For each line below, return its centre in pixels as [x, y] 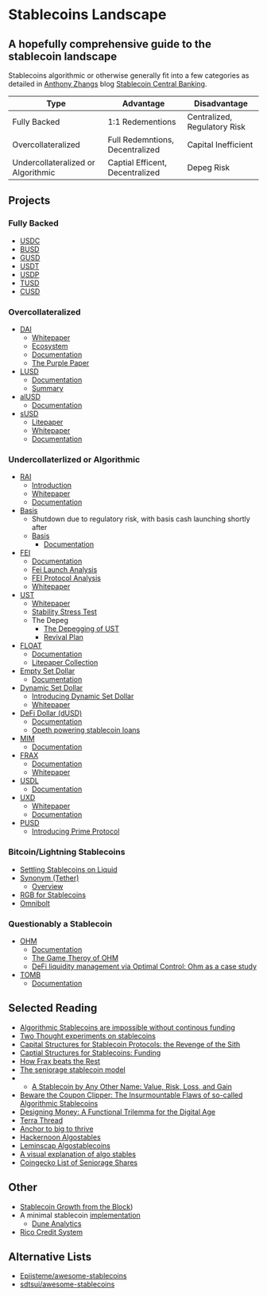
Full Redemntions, [141, 139]
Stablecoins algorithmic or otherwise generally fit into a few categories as [129, 75]
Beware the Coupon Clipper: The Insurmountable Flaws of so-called [131, 1095]
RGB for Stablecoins [52, 895]
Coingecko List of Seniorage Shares [78, 1163]
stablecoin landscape [63, 56]
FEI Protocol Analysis [66, 578]
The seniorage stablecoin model [72, 1070]
